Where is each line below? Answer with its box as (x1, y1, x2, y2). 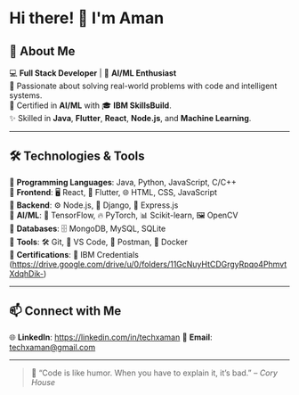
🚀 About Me (9, 44, 76, 59)
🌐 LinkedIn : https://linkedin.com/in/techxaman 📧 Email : (9, 332, 213, 342)
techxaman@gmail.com (9, 342, 96, 352)
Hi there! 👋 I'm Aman (9, 8, 165, 29)
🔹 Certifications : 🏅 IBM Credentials (9, 249, 140, 259)
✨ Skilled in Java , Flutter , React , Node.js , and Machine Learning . (9, 113, 252, 123)
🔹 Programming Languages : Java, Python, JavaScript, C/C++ (9, 177, 238, 187)
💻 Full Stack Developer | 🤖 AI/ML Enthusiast (9, 68, 177, 78)
